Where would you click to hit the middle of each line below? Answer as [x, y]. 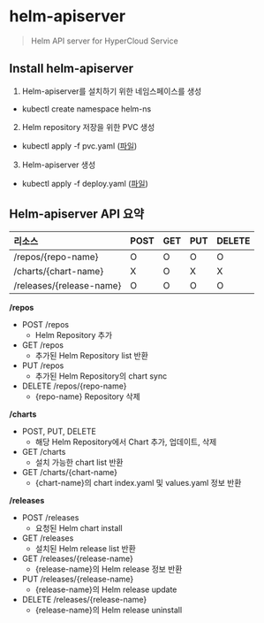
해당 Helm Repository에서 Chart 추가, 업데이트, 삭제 [126, 442]
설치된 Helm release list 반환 [86, 548]
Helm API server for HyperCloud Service [104, 41]
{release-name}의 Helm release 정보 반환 [109, 569]
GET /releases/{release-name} [78, 558]
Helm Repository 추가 [74, 335]
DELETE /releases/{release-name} [84, 599]
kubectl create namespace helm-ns [87, 109]
